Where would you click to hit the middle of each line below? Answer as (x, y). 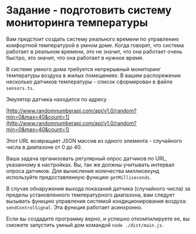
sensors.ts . (20, 88)
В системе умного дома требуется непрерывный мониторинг (84, 69)
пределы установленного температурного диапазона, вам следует (90, 195)
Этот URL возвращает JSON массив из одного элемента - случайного (94, 141)
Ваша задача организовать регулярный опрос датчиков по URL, (87, 158)
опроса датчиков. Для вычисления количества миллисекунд (83, 171)
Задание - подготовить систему (89, 10)
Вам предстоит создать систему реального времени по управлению (93, 39)
